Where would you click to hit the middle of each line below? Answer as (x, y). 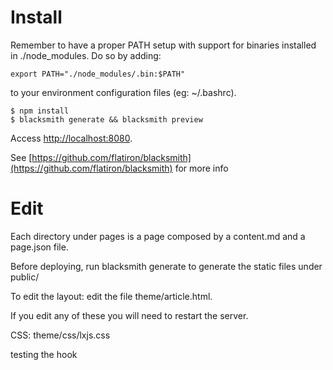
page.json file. (39, 247)
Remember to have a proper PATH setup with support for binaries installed (163, 45)
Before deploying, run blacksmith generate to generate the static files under (166, 266)
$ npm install (40, 111)
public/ (25, 277)
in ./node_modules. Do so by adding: (86, 55)
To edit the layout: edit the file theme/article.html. (111, 296)
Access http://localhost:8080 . (71, 138)
